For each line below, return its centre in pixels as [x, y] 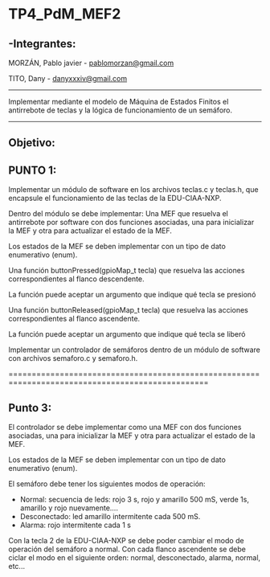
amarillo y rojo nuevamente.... [69, 508]
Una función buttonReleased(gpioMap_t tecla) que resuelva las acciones [129, 310]
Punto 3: [30, 408]
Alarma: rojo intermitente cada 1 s [75, 525]
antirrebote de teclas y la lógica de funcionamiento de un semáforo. [121, 110]
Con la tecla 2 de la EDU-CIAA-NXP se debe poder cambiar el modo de [126, 541]
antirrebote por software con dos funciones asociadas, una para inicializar [131, 223]
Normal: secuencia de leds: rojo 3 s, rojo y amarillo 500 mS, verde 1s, [134, 500]
